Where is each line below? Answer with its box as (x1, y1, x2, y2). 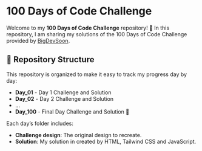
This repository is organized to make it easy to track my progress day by (6, 71, 187, 78)
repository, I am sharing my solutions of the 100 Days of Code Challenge (6, 30, 187, 37)
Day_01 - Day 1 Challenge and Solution (15, 89, 112, 96)
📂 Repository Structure (6, 54, 95, 65)
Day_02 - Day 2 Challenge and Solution (15, 95, 114, 102)
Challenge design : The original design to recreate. (15, 131, 142, 138)
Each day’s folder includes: (6, 120, 74, 127)
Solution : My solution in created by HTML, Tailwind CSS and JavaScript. (15, 138, 197, 145)
